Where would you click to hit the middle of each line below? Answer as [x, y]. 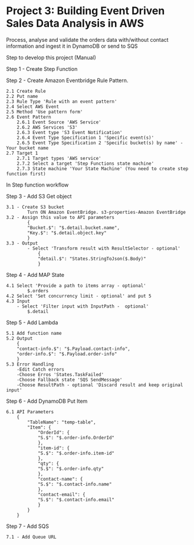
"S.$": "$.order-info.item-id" [76, 453]
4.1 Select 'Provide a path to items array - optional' [76, 285]
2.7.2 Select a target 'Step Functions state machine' [86, 164]
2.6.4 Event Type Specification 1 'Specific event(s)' [86, 138]
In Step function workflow [37, 185]
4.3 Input [18, 301]
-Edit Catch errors [41, 369]
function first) [26, 174]
